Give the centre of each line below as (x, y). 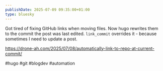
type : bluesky (20, 14)
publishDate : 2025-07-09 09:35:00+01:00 (48, 10)
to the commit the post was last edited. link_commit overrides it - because (81, 34)
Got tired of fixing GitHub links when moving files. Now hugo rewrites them (82, 28)
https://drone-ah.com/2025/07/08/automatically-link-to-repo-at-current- (80, 48)
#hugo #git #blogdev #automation (40, 63)
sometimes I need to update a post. (41, 39)
